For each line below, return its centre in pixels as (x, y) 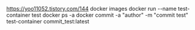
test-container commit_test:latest (48, 21)
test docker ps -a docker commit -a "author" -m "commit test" (110, 15)
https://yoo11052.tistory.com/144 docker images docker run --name (92, 9)
